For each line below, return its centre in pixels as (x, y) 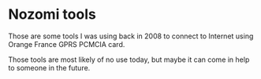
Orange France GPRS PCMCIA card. (67, 44)
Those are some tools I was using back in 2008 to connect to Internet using (131, 36)
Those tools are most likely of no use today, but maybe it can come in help (129, 59)
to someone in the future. (49, 67)
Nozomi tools (52, 14)
